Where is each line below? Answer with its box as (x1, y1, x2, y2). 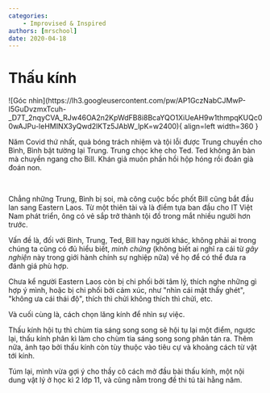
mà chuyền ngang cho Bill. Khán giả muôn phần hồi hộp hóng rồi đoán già (8, 154, 254, 164)
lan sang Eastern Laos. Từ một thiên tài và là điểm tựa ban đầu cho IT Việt (8, 203, 253, 212)
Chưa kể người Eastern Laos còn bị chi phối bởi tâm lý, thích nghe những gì (8, 277, 257, 286)
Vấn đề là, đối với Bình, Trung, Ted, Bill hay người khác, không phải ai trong (8, 236, 256, 245)
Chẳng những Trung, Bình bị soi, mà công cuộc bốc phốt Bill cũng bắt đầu (8, 194, 254, 204)
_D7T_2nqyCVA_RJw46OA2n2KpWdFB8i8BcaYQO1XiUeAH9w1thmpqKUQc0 (8, 113, 263, 123)
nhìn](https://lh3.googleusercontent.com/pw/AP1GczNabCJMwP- (27, 96, 246, 106)
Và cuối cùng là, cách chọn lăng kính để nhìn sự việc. (8, 310, 185, 320)
